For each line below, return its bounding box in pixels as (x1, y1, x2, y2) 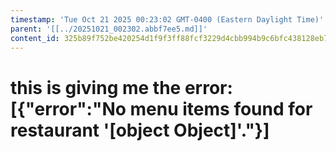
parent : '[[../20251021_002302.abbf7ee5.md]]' (10, 24, 208, 34)
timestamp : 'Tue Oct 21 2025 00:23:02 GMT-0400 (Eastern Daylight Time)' (10, 14, 325, 25)
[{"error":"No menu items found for (10, 97, 313, 120)
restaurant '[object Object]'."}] (10, 119, 270, 141)
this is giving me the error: (10, 76, 233, 99)
